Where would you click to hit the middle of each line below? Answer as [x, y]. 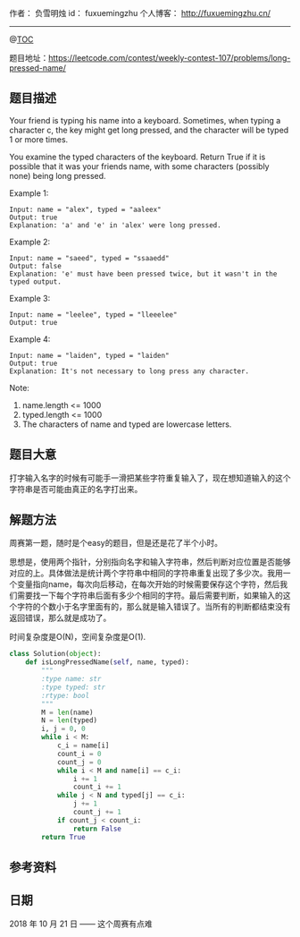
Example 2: [30, 242]
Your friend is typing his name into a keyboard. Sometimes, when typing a [145, 120]
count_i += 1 [97, 787]
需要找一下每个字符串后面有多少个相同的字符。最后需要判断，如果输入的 [150, 596]
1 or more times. [39, 139]
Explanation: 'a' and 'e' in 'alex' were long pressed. [115, 225]
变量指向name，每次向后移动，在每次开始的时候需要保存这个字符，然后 [148, 584]
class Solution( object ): [55, 654]
